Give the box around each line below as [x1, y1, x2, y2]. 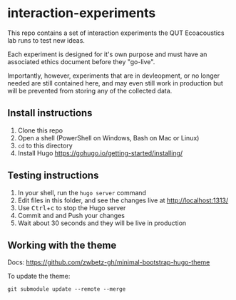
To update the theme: [7, 272, 71, 281]
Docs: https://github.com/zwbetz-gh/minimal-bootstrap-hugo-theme [7, 258, 210, 267]
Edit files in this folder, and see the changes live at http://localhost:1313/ [17, 196, 229, 205]
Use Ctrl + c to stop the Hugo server [17, 203, 126, 212]
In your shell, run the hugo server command [17, 188, 146, 197]
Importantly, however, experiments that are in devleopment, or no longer [7, 71, 220, 80]
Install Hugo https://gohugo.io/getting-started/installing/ [17, 148, 183, 157]
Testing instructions [7, 170, 99, 182]
